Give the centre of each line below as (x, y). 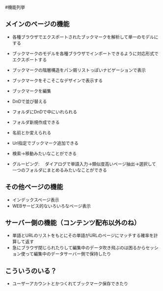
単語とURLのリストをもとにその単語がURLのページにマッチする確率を (83, 236)
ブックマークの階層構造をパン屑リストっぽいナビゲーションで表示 (79, 70)
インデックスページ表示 (36, 200)
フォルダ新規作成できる (36, 122)
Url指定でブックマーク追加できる (45, 143)
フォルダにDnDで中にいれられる (45, 111)
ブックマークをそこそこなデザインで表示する (57, 80)
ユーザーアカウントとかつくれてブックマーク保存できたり (70, 284)
